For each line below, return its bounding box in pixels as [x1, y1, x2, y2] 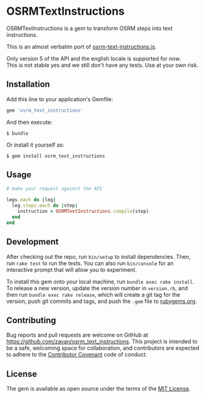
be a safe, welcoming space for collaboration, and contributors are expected [6, 345, 199, 352]
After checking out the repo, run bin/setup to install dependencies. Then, [6, 253, 191, 260]
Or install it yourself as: [6, 141, 64, 148]
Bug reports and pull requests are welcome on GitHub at [6, 331, 149, 339]
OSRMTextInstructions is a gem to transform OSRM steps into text [6, 25, 173, 32]
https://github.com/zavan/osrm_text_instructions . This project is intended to [6, 338, 198, 345]
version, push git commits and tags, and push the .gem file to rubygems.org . [6, 297, 198, 305]
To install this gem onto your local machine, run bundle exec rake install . [6, 278, 195, 285]
